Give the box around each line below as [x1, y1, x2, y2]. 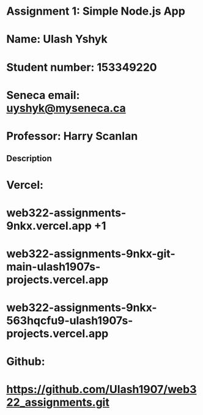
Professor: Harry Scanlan [6, 129, 138, 143]
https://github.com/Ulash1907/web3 [6, 383, 197, 397]
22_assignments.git [6, 395, 110, 409]
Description [6, 153, 52, 164]
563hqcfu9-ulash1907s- [6, 314, 133, 328]
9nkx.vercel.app [6, 219, 92, 233]
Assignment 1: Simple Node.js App [6, 4, 185, 18]
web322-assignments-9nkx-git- [6, 246, 175, 260]
